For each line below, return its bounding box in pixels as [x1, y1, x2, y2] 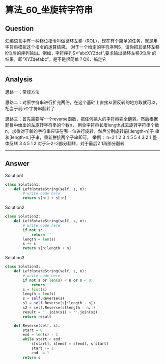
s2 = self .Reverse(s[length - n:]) [23, 305, 96, 310]
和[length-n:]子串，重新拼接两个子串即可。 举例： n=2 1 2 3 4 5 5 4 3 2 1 [5, 134, 152, 140]
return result [23, 314, 52, 319]
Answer [5, 160, 30, 168]
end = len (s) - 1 [23, 332, 58, 337]
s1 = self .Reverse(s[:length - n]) [23, 301, 96, 306]
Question [5, 24, 34, 32]
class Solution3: [5, 264, 41, 269]
